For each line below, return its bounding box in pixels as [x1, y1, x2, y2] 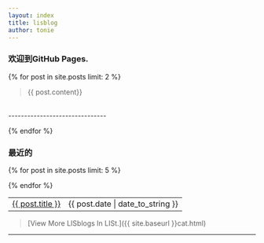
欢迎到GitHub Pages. [8, 53, 89, 64]
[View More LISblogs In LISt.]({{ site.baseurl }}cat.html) [27, 218, 207, 228]
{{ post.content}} [27, 87, 82, 97]
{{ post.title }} [12, 198, 61, 209]
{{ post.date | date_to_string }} [68, 198, 179, 209]
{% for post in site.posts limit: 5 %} [8, 165, 121, 175]
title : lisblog [8, 19, 58, 27]
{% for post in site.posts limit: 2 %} [8, 72, 122, 81]
